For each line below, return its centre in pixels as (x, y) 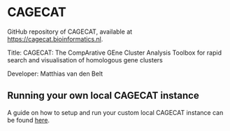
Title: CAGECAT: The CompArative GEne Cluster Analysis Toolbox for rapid (115, 53)
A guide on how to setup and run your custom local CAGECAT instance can (115, 112)
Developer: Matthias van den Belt (55, 74)
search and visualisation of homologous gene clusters (85, 60)
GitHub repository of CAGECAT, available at (70, 32)
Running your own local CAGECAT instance (103, 96)
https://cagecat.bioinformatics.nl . (55, 39)
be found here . (29, 120)
